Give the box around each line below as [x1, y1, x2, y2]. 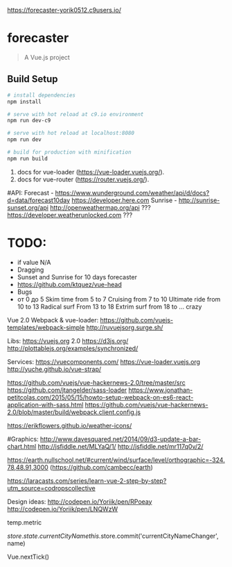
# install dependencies [7, 92, 76, 99]
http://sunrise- [178, 196, 220, 204]
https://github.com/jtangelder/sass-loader [7, 386, 127, 394]
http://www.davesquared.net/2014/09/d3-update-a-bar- [40, 434, 202, 443]
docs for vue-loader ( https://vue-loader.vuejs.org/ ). [17, 167, 165, 176]
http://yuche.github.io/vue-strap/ [7, 365, 102, 373]
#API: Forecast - [7, 188, 54, 197]
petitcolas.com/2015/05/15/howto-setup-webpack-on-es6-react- [7, 393, 194, 402]
